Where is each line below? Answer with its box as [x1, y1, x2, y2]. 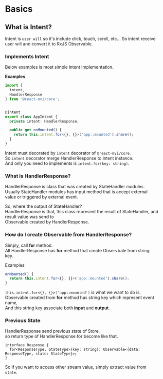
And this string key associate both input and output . [5, 305, 110, 311]
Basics [5, 3, 33, 15]
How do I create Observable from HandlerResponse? [5, 231, 132, 238]
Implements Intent [5, 53, 50, 60]
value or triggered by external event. [5, 194, 78, 200]
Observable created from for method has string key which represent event [5, 295, 155, 300]
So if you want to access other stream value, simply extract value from [5, 364, 147, 370]
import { [5, 83, 23, 88]
